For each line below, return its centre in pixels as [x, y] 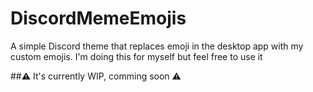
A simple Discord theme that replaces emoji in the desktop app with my [157, 46]
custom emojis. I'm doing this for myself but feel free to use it [136, 56]
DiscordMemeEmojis [98, 18]
